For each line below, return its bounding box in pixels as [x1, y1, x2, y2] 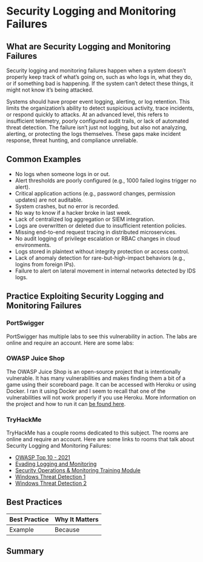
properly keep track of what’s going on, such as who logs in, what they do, [6, 73, 193, 80]
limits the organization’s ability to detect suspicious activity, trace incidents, [6, 104, 195, 112]
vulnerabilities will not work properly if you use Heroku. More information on [6, 393, 196, 401]
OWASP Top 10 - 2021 [15, 454, 71, 461]
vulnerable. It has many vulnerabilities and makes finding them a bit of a [6, 374, 186, 382]
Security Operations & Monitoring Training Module [15, 467, 141, 474]
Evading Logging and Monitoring [15, 460, 97, 468]
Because [54, 525, 80, 533]
